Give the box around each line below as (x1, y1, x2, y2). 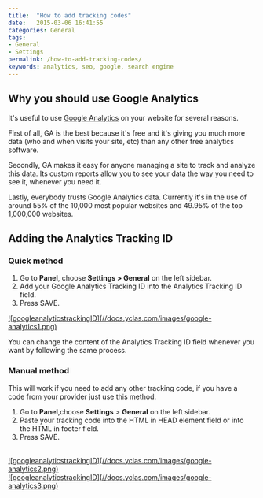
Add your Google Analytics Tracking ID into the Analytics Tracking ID (19, 281, 243, 292)
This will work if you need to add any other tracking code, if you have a (8, 383, 238, 392)
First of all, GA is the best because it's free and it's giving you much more (8, 128, 246, 138)
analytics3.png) (8, 481, 59, 490)
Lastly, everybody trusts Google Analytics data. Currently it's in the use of (8, 192, 247, 202)
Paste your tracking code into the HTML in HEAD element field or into (19, 415, 244, 425)
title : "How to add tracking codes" (8, 11, 132, 20)
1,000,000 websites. (8, 209, 74, 218)
